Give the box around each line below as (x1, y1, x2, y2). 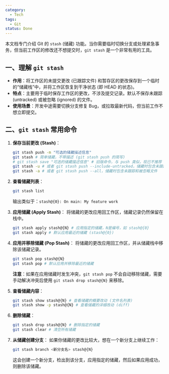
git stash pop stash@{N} (12, 256, 65, 261)
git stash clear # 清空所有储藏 (12, 327, 76, 333)
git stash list (12, 189, 45, 194)
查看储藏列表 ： (12, 178, 44, 184)
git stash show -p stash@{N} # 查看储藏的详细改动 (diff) (12, 303, 130, 308)
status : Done (5, 26, 33, 31)
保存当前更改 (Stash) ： (12, 139, 60, 146)
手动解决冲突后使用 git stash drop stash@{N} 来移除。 (12, 277, 127, 283)
